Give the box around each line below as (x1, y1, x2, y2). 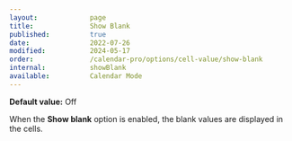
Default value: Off (9, 96, 77, 107)
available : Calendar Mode (9, 72, 143, 81)
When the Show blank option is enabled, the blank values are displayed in (9, 113, 284, 124)
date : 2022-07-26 (9, 38, 130, 48)
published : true (9, 30, 106, 39)
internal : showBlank (9, 64, 127, 73)
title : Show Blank (9, 22, 130, 31)
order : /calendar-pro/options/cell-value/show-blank (9, 55, 263, 64)
